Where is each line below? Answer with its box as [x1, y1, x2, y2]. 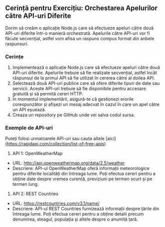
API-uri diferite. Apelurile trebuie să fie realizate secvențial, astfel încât [12, 70, 157, 76]
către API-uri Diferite [5, 12, 71, 20]
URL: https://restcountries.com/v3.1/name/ [12, 201, 100, 207]
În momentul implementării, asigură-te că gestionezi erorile [12, 96, 134, 102]
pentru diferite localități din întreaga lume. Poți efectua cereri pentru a [12, 171, 156, 177]
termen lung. [12, 181, 39, 187]
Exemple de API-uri [5, 124, 53, 131]
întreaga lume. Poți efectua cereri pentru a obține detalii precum [12, 211, 144, 217]
